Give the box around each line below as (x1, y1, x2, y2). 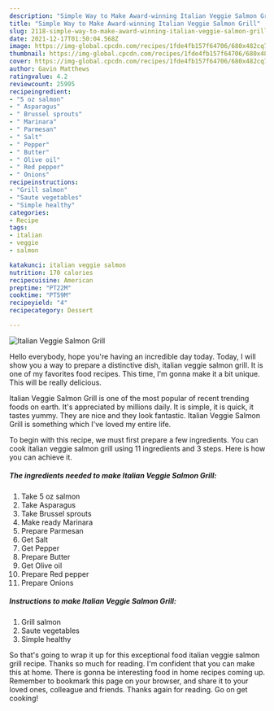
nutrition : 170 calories (9, 268, 94, 277)
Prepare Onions (20, 578, 74, 587)
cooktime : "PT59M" (9, 291, 72, 299)
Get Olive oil (20, 561, 63, 570)
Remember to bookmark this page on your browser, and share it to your (9, 676, 249, 686)
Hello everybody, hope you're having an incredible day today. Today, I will (9, 351, 256, 361)
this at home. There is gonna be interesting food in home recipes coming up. (9, 667, 266, 677)
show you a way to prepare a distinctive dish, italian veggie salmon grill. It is (9, 360, 263, 370)
